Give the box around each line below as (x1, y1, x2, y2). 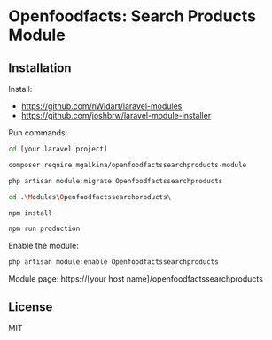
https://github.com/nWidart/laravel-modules (20, 101, 183, 112)
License (8, 299, 53, 314)
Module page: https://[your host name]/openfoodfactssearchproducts (8, 274, 263, 284)
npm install (8, 208, 52, 218)
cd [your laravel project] (8, 144, 108, 153)
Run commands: (8, 127, 68, 138)
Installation (8, 60, 72, 75)
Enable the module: (8, 241, 79, 251)
